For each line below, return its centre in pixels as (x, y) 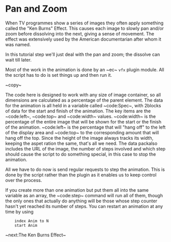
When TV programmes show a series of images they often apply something (84, 23)
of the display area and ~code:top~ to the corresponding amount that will (82, 132)
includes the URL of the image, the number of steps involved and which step (85, 148)
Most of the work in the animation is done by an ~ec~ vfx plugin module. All (85, 70)
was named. (18, 44)
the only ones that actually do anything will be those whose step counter (81, 201)
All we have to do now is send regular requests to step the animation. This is (85, 169)
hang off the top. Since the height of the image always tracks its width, (79, 138)
